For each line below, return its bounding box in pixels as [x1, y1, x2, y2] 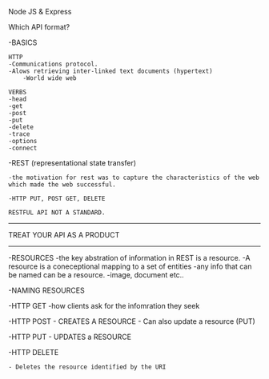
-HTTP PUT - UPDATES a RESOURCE [8, 332, 132, 341]
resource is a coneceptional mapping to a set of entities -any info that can [8, 261, 252, 271]
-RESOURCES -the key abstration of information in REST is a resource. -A [8, 253, 251, 262]
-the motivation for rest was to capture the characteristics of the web [8, 174, 260, 182]
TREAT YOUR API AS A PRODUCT [8, 230, 120, 239]
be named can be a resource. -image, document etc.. [8, 270, 184, 279]
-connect [8, 144, 38, 152]
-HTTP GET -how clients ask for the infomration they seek [8, 301, 200, 310]
